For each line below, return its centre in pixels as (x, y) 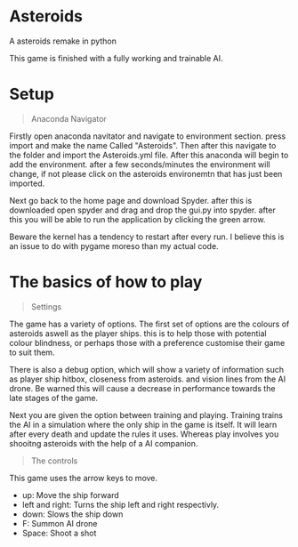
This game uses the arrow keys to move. (84, 478)
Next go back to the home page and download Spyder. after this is (131, 200)
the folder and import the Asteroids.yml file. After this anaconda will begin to (149, 155)
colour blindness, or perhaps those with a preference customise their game (147, 342)
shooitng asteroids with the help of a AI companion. (104, 443)
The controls (54, 461)
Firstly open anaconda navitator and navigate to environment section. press (148, 136)
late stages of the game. (54, 398)
